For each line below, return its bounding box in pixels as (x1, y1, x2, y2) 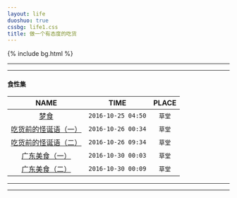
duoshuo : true (7, 17, 49, 24)
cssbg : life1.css (7, 23, 59, 30)
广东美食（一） (21, 151, 72, 161)
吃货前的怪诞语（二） (11, 138, 83, 148)
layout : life (7, 10, 46, 18)
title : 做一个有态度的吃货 (7, 30, 78, 37)
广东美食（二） (21, 164, 72, 174)
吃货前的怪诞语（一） (11, 124, 83, 134)
